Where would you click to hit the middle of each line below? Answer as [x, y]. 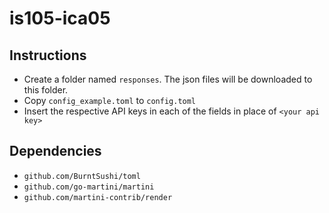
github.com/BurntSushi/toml [82, 176]
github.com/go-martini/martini [89, 187]
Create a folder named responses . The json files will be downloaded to [168, 79]
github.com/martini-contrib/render [98, 197]
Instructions [48, 55]
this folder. [46, 90]
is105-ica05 [60, 18]
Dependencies [55, 151]
